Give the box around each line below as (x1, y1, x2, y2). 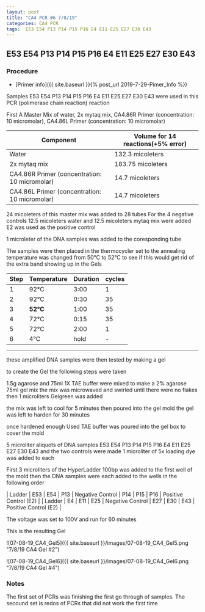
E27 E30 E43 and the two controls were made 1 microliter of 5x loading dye (6, 447, 195, 455)
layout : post (6, 9, 40, 15)
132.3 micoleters (114, 150, 164, 158)
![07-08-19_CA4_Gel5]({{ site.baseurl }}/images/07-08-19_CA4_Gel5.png (6, 539, 189, 547)
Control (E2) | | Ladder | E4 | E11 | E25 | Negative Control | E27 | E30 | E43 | (6, 497, 195, 505)
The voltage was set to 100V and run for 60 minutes (6, 515, 137, 523)
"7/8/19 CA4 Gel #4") (6, 564, 60, 571)
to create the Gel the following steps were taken (6, 368, 127, 375)
